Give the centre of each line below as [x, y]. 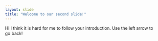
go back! [14, 33]
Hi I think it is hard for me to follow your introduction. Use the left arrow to [79, 28]
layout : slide [20, 10]
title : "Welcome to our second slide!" [46, 14]
